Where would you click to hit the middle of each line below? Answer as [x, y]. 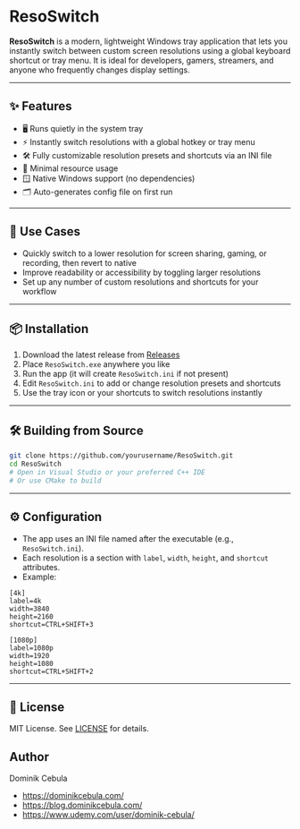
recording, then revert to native [79, 262]
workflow [39, 291]
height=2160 [31, 616]
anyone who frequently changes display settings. [100, 70]
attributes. [41, 567]
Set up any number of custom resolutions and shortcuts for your [140, 282]
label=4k [25, 601]
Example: [39, 577]
